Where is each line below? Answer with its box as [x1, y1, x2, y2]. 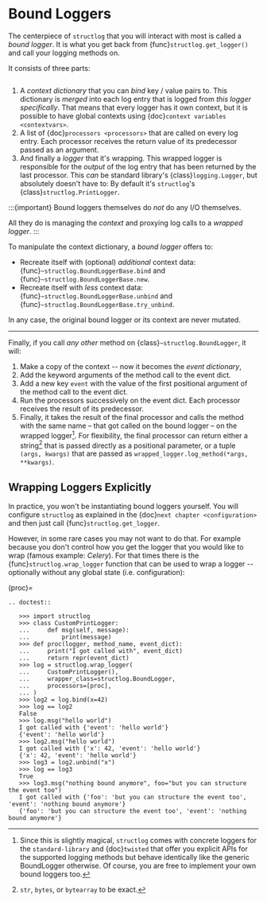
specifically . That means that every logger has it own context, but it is [19, 103, 249, 112]
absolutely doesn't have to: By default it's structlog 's [19, 178, 195, 188]
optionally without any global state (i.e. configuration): [8, 568, 185, 577]
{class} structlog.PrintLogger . [19, 187, 120, 196]
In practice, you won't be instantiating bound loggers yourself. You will [8, 502, 238, 511]
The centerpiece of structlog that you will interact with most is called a [8, 31, 242, 41]
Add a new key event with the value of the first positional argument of [19, 379, 248, 388]
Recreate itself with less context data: [19, 282, 143, 292]
